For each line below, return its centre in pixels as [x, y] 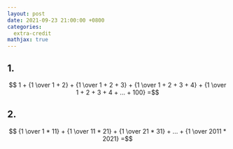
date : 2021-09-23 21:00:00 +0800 [56, 20]
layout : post [26, 14]
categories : [24, 27]
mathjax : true [28, 40]
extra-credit [33, 33]
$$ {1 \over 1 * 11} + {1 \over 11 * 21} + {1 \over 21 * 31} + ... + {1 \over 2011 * [118, 131]
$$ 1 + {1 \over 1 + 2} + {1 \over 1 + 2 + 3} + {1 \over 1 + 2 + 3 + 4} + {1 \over [118, 85]
